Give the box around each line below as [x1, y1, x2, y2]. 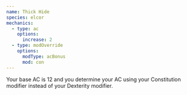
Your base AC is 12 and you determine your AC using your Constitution [6, 76, 182, 83]
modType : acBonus [22, 54, 66, 60]
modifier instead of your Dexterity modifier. [6, 82, 113, 89]
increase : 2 [22, 37, 52, 43]
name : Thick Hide [6, 8, 50, 15]
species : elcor [6, 14, 44, 20]
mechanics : [6, 20, 34, 26]
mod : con [22, 59, 44, 65]
